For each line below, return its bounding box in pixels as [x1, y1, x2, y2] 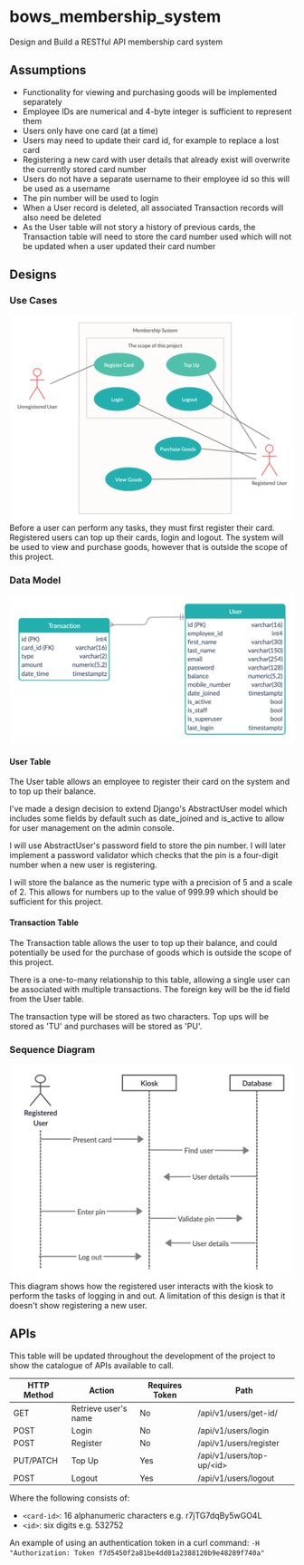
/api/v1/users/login [197, 1425, 270, 1435]
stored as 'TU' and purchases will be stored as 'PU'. [9, 1020, 203, 1031]
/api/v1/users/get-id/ [197, 1407, 278, 1419]
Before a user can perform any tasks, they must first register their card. [9, 522, 275, 533]
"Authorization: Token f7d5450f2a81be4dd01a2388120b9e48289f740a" [9, 1549, 265, 1558]
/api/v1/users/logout [197, 1473, 275, 1483]
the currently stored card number [22, 163, 147, 174]
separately [22, 96, 62, 107]
